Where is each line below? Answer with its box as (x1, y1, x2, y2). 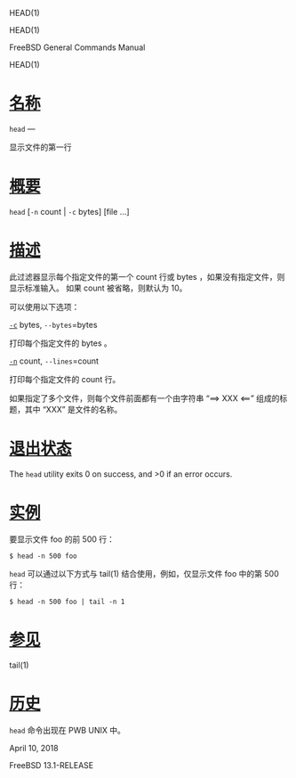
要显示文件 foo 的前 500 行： (9, 534, 116, 545)
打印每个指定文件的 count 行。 (9, 373, 121, 384)
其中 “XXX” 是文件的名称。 (24, 404, 123, 414)
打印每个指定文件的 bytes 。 (9, 338, 113, 348)
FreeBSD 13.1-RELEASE (9, 759, 94, 770)
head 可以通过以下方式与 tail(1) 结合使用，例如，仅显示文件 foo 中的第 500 (9, 568, 279, 578)
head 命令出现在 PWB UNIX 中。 (9, 725, 126, 735)
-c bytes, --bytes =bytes (9, 319, 98, 330)
